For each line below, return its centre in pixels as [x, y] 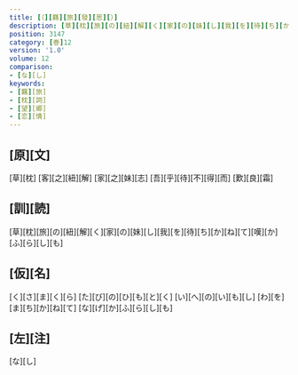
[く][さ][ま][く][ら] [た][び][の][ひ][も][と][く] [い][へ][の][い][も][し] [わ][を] [147, 296]
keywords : [27, 84]
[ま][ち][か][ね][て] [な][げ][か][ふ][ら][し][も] [91, 307]
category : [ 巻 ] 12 [41, 42]
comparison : [31, 68]
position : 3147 [37, 34]
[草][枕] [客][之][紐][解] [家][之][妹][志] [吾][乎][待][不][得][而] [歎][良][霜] [141, 178]
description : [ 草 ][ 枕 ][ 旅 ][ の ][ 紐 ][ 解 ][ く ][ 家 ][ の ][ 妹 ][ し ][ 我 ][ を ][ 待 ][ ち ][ [146, 26]
